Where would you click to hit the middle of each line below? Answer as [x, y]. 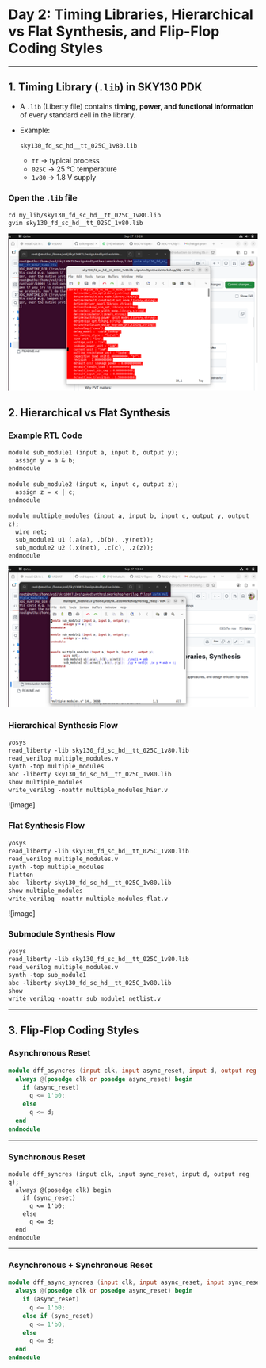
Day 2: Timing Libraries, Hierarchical [131, 15]
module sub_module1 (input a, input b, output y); [93, 453]
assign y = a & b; [46, 461]
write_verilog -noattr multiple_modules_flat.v [88, 899]
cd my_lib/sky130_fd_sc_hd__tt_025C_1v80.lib [84, 216]
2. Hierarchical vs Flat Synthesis [89, 413]
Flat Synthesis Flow [47, 826]
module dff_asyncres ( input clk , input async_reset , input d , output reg [133, 1071]
